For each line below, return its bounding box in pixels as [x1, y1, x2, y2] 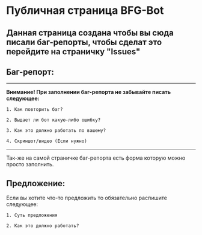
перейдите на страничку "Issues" [6, 46, 141, 57]
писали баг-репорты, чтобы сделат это [6, 37, 162, 47]
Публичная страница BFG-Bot [6, 4, 164, 17]
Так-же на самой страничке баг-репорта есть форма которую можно [6, 154, 186, 161]
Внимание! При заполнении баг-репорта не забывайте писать [6, 89, 171, 96]
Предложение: [6, 178, 66, 189]
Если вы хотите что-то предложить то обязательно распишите [6, 194, 167, 202]
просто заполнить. [6, 161, 54, 168]
